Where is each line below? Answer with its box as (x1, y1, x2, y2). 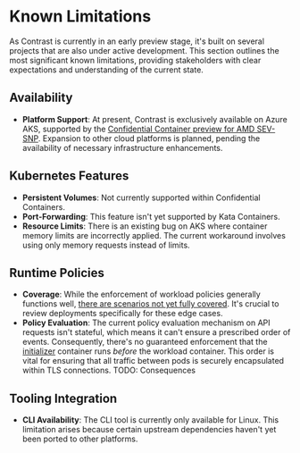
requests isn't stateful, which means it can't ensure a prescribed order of (21, 327, 291, 338)
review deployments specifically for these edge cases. (21, 308, 223, 319)
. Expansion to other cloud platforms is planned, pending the (37, 132, 261, 144)
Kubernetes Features (9, 168, 129, 184)
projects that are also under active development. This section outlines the (9, 45, 279, 55)
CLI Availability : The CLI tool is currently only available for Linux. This (21, 415, 279, 425)
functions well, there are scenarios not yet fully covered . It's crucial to (21, 298, 279, 309)
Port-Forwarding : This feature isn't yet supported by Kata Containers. (21, 211, 281, 222)
